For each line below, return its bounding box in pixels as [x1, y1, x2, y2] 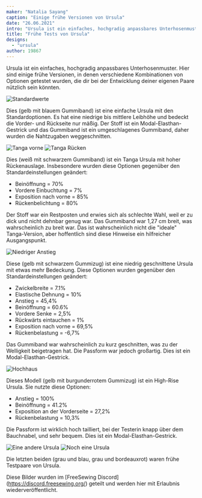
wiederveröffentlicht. [6, 486, 58, 493]
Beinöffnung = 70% [14, 180, 64, 187]
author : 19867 [6, 48, 42, 54]
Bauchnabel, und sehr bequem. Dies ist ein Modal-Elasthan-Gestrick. [6, 432, 177, 439]
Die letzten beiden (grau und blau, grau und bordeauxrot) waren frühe [6, 455, 179, 463]
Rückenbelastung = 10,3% [14, 414, 80, 421]
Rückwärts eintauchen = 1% [14, 316, 85, 324]
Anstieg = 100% [14, 395, 55, 402]
